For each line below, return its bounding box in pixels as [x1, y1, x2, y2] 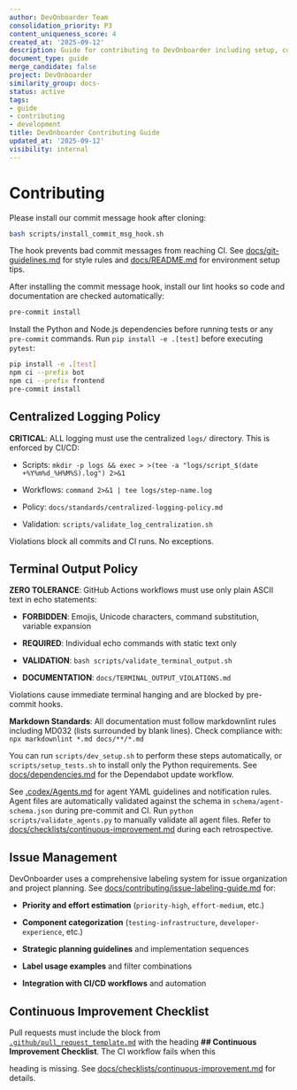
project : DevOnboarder [9, 71, 93, 80]
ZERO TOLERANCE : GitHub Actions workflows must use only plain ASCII [9, 585, 274, 596]
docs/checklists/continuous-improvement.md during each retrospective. [9, 824, 274, 835]
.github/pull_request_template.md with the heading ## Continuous [9, 1037, 257, 1047]
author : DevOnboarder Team [9, 12, 109, 22]
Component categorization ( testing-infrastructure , [21, 917, 218, 928]
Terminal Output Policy [9, 562, 139, 577]
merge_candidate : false [9, 63, 97, 72]
